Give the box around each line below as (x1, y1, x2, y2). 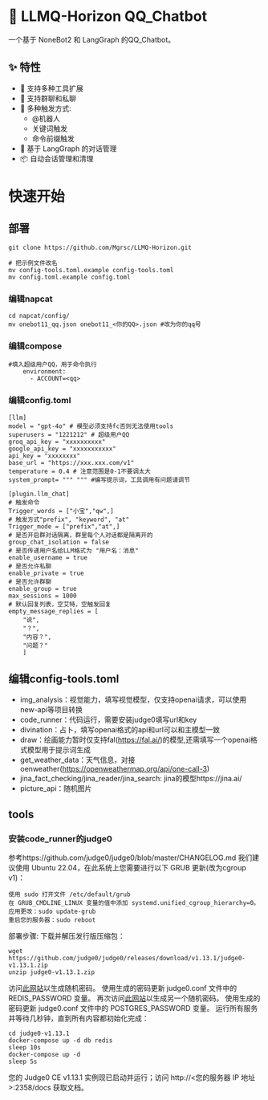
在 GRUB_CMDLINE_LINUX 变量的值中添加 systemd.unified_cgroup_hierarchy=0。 (8, 899, 260, 907)
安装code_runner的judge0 (8, 833, 112, 844)
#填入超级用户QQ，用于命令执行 (8, 361, 98, 369)
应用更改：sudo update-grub (8, 907, 96, 916)
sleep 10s (8, 1044, 42, 1052)
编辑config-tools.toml (8, 672, 120, 686)
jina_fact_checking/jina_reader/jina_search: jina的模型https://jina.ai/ (19, 774, 242, 784)
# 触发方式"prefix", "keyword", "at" (8, 515, 130, 524)
